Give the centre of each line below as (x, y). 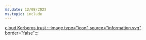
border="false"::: (22, 33)
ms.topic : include (24, 14)
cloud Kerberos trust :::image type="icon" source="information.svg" (73, 27)
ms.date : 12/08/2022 (26, 9)
